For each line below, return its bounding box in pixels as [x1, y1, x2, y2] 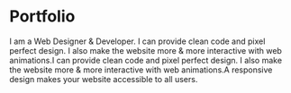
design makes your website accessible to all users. [9, 73, 198, 84]
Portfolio [9, 6, 76, 27]
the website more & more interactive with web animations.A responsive [9, 64, 273, 75]
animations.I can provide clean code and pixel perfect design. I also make [9, 55, 282, 65]
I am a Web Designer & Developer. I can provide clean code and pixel [9, 36, 266, 46]
